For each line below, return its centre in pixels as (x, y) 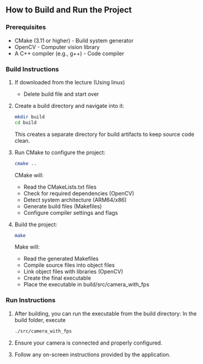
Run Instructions (31, 300)
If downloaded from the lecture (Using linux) (70, 82)
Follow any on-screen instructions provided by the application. (92, 354)
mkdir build (29, 117)
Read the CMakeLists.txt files (60, 187)
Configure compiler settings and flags (71, 212)
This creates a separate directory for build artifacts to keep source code (104, 134)
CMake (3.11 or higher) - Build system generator (74, 40)
